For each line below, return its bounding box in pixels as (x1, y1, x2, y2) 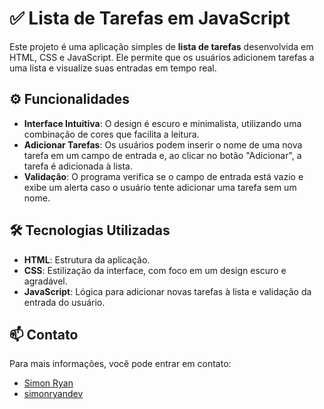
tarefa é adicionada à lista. (23, 160, 133, 172)
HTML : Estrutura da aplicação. (23, 253, 151, 266)
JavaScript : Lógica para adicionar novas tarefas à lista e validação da (23, 285, 312, 297)
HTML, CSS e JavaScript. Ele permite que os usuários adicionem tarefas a (9, 51, 315, 63)
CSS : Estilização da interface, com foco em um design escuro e (23, 264, 287, 276)
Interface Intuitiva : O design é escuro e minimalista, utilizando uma (23, 117, 302, 129)
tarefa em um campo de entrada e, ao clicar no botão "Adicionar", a (23, 149, 302, 161)
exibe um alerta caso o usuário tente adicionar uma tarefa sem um (23, 181, 297, 193)
